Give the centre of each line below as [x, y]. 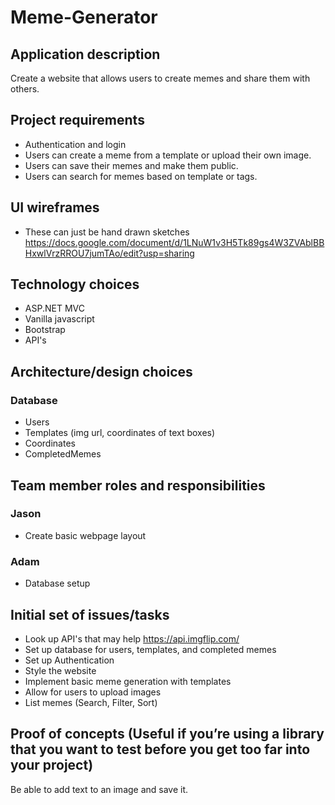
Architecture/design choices [101, 371]
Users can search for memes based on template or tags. [141, 176]
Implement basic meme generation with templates [128, 681]
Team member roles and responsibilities [138, 485]
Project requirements [77, 120]
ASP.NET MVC [54, 308]
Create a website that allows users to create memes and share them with [160, 78]
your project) [52, 765]
